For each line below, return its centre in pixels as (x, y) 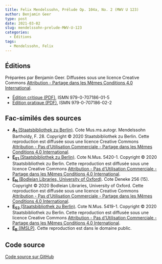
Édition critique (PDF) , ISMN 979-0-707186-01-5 (61, 97)
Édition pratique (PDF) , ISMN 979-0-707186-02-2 (62, 103)
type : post (16, 19)
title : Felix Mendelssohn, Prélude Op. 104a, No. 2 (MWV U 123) (72, 10)
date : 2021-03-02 (23, 23)
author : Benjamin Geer (28, 14)
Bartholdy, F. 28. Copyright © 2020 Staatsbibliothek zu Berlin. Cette (81, 136)
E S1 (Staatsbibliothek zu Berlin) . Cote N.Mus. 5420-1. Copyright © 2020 (84, 158)
